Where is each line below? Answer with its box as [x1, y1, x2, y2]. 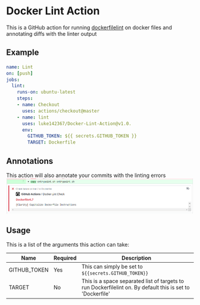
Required [53, 254, 77, 262]
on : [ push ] [6, 70, 33, 76]
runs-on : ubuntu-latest [17, 89, 76, 95]
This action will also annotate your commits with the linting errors [6, 172, 166, 179]
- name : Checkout [17, 102, 60, 108]
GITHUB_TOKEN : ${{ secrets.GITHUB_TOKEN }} [27, 133, 137, 139]
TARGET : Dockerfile [27, 139, 76, 145]
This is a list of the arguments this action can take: [6, 241, 130, 248]
